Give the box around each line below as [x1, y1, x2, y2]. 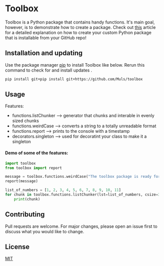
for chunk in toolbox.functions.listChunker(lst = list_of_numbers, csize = [5, 192, 159, 197]
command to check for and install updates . [5, 67, 92, 73]
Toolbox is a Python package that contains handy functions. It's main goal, [5, 19, 155, 25]
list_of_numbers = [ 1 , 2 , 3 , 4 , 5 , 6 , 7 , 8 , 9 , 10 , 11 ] [5, 188, 121, 193]
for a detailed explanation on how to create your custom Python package [5, 29, 152, 35]
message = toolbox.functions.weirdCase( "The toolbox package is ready [5, 174, 152, 179]
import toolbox [5, 161, 36, 166]
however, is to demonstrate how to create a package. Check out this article [5, 24, 156, 30]
